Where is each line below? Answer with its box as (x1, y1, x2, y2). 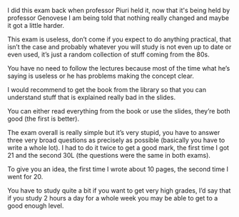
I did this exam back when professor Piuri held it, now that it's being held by (7, 6, 230, 14)
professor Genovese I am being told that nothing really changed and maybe (7, 14, 230, 22)
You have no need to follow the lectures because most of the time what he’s (7, 64, 230, 72)
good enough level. (7, 201, 64, 210)
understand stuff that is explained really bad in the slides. (7, 93, 176, 101)
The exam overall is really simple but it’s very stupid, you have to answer (7, 128, 220, 136)
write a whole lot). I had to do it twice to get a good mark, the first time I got (7, 143, 230, 152)
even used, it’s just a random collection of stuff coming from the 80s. (7, 50, 210, 59)
